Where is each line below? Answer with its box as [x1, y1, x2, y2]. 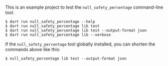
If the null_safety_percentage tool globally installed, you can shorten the [5, 41, 155, 47]
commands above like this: [5, 46, 61, 52]
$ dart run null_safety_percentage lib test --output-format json [5, 28, 147, 33]
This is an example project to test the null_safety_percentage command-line [5, 4, 163, 10]
